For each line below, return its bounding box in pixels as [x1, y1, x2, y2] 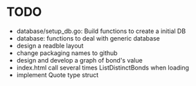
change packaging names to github [16, 49, 118, 57]
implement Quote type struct [16, 70, 99, 79]
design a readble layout [16, 41, 84, 50]
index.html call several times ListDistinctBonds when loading [16, 63, 190, 72]
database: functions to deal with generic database [16, 34, 160, 42]
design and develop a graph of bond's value [16, 56, 143, 64]
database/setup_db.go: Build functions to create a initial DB [16, 27, 186, 35]
